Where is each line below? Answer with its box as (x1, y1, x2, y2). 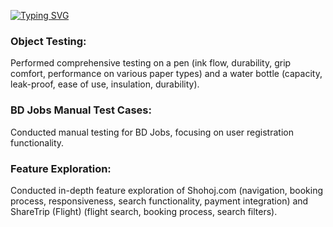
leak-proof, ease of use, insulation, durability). (10, 78, 200, 90)
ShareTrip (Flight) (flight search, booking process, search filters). (10, 205, 278, 217)
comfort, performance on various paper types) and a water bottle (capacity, (10, 68, 323, 80)
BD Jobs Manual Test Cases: (10, 103, 152, 117)
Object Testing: (10, 34, 87, 48)
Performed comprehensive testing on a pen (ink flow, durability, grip (10, 57, 292, 69)
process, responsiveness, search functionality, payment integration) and (10, 195, 309, 207)
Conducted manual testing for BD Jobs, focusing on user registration (10, 126, 294, 138)
